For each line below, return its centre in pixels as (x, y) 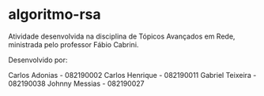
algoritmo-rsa (55, 15)
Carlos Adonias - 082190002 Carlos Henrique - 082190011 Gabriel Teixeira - (132, 75)
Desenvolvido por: (38, 60)
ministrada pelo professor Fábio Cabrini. (74, 44)
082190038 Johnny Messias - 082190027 (76, 83)
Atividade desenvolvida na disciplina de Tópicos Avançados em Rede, (122, 36)
